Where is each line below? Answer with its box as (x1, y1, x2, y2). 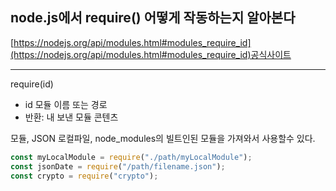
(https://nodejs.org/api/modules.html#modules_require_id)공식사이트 (10, 48, 292, 60)
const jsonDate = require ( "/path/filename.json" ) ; (10, 161, 226, 172)
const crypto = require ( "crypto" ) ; (10, 171, 159, 181)
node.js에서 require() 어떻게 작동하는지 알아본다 (10, 9, 296, 27)
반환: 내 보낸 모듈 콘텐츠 (24, 111, 119, 123)
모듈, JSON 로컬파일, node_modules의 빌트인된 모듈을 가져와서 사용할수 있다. (10, 132, 316, 144)
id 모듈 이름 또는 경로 (24, 98, 108, 110)
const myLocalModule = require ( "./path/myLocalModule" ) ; (10, 152, 253, 162)
